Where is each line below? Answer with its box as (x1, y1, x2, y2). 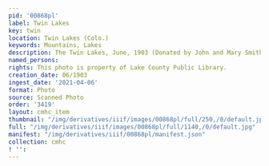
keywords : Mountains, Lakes (8, 41, 102, 49)
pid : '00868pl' (8, 11, 59, 20)
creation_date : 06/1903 (8, 71, 88, 79)
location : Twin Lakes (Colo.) (8, 34, 110, 42)
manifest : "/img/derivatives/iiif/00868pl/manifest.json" (8, 130, 206, 138)
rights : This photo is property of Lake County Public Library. (8, 64, 227, 72)
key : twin (8, 26, 42, 34)
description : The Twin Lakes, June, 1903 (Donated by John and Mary (8, 49, 242, 57)
